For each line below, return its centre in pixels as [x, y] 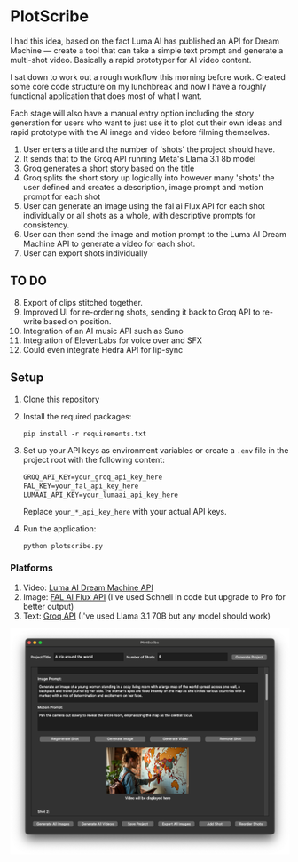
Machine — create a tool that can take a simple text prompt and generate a [147, 50]
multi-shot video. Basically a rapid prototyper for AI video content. [131, 60]
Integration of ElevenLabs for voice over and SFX [113, 340]
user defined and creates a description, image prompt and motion [143, 187]
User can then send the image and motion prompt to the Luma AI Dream [155, 234]
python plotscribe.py [63, 546]
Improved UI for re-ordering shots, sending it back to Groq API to [141, 312]
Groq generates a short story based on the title [109, 168]
